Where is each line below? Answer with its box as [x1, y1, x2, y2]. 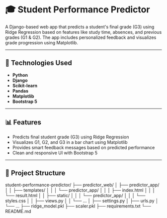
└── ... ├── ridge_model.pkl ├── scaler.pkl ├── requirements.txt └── [5, 203, 152, 209]
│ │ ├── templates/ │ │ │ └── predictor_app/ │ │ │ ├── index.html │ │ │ [5, 187, 156, 193]
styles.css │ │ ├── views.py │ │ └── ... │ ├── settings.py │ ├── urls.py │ [5, 198, 159, 204]
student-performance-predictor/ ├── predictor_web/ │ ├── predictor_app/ [5, 182, 160, 188]
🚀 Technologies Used [5, 59, 72, 67]
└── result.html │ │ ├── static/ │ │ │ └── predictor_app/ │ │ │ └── [5, 193, 146, 199]
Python [12, 72, 28, 78]
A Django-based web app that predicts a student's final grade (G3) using [5, 23, 155, 30]
